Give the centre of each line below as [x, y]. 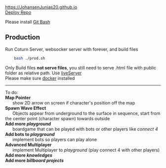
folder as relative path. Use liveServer [43, 73]
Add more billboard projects [35, 160]
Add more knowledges [29, 155]
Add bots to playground [30, 134]
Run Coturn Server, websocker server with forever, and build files [72, 49]
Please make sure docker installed [40, 78]
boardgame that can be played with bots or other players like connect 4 [85, 129]
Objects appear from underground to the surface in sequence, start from [86, 113]
